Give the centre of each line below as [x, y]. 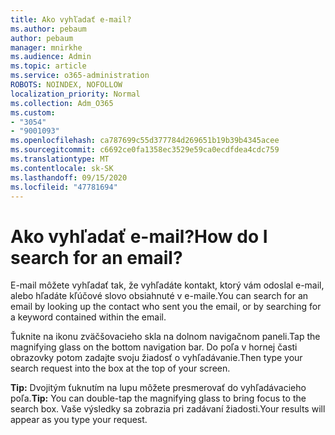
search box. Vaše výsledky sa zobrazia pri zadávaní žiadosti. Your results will [168, 409]
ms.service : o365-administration [80, 76]
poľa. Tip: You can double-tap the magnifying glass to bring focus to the [158, 398]
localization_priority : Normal [75, 94]
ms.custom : [33, 112]
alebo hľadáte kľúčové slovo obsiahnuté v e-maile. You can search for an [159, 296]
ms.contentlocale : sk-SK [62, 168]
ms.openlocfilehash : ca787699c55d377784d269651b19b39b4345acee [145, 141]
